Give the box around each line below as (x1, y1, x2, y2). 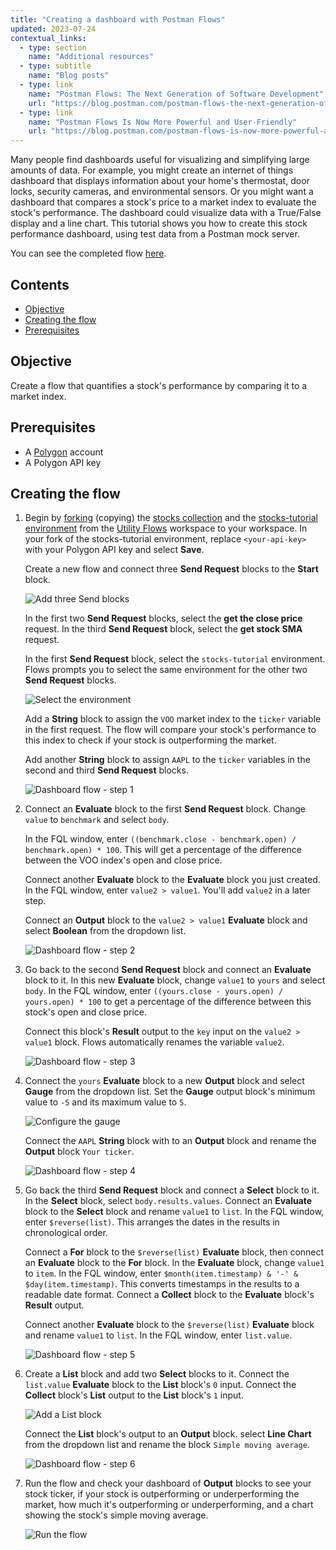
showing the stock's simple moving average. (24, 1509, 209, 1521)
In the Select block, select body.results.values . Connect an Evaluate (24, 1195, 313, 1207)
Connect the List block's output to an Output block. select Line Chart (24, 1428, 312, 1440)
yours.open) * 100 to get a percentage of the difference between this (24, 996, 312, 1008)
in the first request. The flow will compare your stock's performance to (24, 724, 317, 736)
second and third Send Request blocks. (24, 764, 189, 776)
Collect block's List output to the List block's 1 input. (24, 1389, 244, 1401)
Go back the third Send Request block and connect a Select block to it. (24, 1184, 320, 1196)
